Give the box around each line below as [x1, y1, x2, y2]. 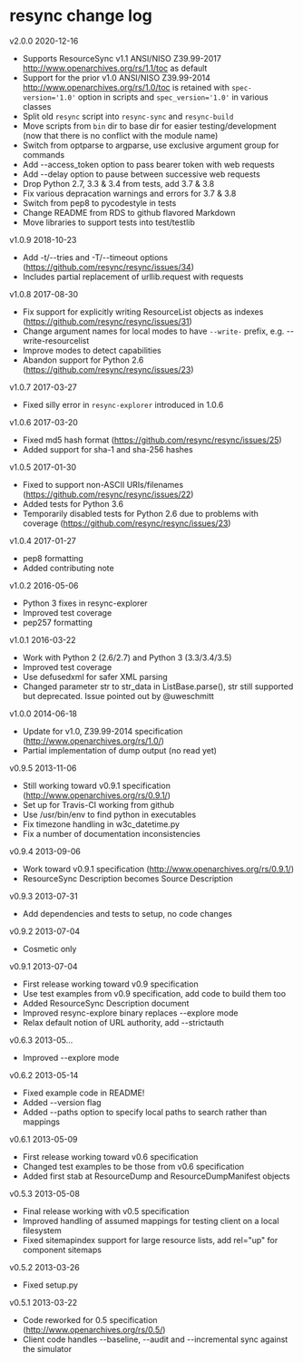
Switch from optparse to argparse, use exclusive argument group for [22, 140, 279, 151]
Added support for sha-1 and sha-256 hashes [22, 443, 193, 454]
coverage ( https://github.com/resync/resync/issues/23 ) [22, 518, 231, 529]
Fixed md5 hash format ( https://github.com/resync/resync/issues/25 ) [22, 434, 283, 445]
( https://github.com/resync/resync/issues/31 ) [22, 316, 192, 326]
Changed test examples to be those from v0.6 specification [22, 1161, 245, 1172]
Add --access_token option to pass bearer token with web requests [22, 159, 275, 170]
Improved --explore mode [22, 1052, 120, 1063]
